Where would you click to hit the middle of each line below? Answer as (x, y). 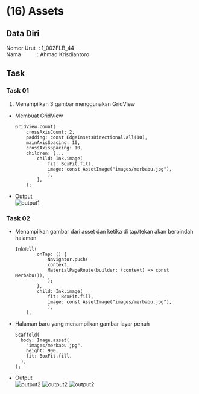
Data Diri (23, 34)
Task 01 (17, 91)
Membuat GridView (39, 116)
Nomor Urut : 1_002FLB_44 (40, 48)
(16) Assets (35, 11)
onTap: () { (52, 254)
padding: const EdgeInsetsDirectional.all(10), (87, 137)
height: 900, (43, 350)
